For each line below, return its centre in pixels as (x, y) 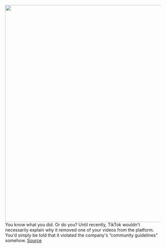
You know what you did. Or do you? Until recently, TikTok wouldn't (73, 225)
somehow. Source (23, 240)
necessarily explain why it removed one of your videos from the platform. (80, 230)
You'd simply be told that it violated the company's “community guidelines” (82, 235)
